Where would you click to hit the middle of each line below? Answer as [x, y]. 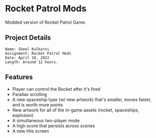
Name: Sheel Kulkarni [27, 49]
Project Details [28, 38]
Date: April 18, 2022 [27, 58]
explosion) [23, 115]
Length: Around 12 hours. [31, 62]
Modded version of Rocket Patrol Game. [46, 22]
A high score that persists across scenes [53, 126]
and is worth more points [37, 104]
